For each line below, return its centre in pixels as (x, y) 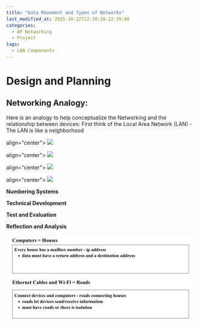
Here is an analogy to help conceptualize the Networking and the (86, 118)
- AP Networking (32, 32)
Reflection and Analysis (37, 226)
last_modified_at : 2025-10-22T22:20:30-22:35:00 (68, 19)
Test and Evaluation (31, 214)
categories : (21, 25)
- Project (24, 38)
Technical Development (37, 203)
